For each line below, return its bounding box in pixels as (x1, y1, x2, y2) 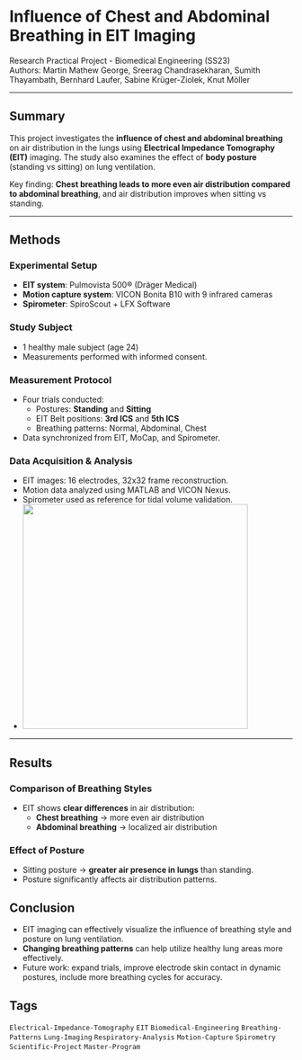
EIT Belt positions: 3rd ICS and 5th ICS (35, 414, 180, 424)
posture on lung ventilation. (22, 933, 124, 945)
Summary (9, 109, 66, 124)
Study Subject (9, 321, 74, 334)
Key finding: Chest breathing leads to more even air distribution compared (9, 178, 290, 190)
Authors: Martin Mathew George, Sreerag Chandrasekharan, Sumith (9, 65, 261, 76)
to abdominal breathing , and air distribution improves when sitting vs (9, 188, 267, 199)
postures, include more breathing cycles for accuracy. (22, 972, 223, 983)
